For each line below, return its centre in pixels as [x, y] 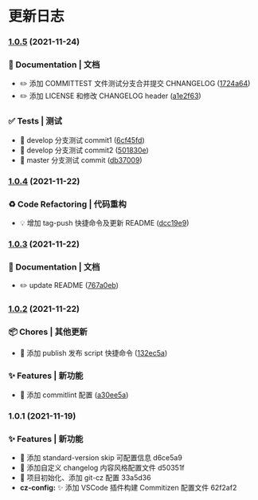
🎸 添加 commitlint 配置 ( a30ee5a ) [74, 395]
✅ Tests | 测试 [35, 121]
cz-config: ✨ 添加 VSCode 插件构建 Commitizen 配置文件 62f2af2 [128, 487]
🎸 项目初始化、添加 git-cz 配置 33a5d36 [85, 477]
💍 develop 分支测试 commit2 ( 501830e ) [84, 150]
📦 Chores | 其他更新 [48, 332]
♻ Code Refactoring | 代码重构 [68, 204]
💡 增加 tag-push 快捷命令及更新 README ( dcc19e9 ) [104, 222]
